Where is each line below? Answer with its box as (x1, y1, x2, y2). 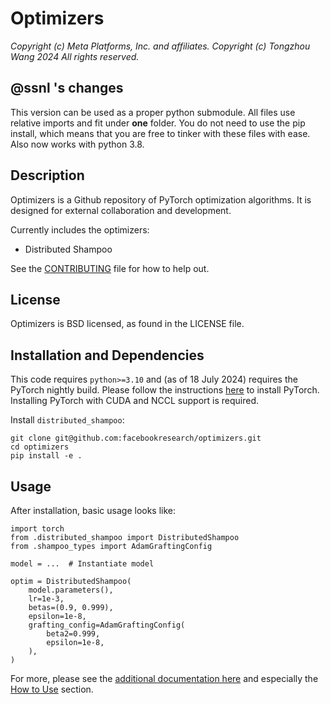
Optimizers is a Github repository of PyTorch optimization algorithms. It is (10, 193, 312, 206)
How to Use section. (10, 683, 94, 695)
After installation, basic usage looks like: (10, 505, 177, 516)
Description (10, 167, 85, 184)
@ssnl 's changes (10, 80, 124, 97)
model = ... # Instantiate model (10, 559, 155, 569)
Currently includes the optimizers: (10, 223, 150, 236)
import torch (10, 524, 65, 534)
